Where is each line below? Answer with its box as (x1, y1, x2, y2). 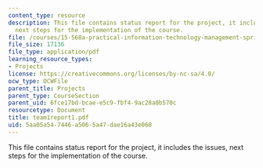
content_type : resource (8, 11, 86, 20)
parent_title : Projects (8, 84, 86, 93)
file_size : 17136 (8, 41, 65, 49)
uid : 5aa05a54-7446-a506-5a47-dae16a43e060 (8, 121, 153, 129)
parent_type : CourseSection (8, 92, 100, 100)
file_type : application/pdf (8, 48, 100, 56)
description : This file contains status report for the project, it (8, 19, 236, 27)
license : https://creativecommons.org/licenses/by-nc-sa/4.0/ (8, 70, 215, 78)
